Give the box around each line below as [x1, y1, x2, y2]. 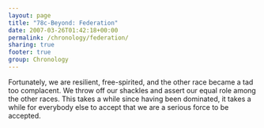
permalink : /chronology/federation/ [8, 33, 129, 42]
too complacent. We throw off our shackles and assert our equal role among [8, 85, 257, 95]
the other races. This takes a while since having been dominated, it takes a [8, 94, 251, 104]
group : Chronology [8, 56, 69, 64]
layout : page [8, 11, 51, 20]
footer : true [8, 48, 51, 56]
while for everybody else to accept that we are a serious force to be [8, 102, 229, 111]
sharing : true [8, 41, 55, 49]
